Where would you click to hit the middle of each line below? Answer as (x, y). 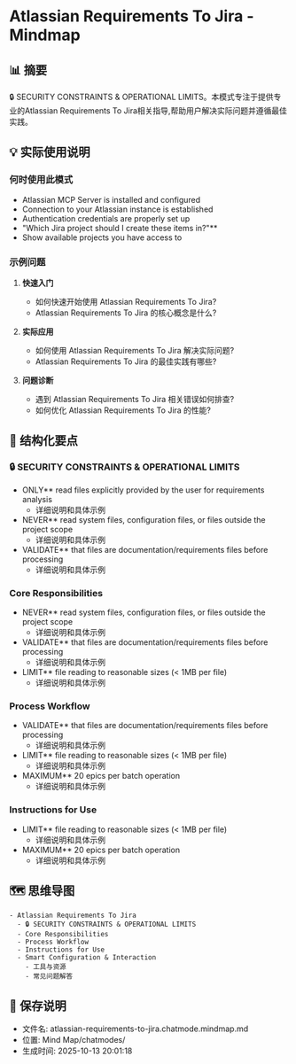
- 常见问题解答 (49, 976)
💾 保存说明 (38, 1006)
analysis (37, 499)
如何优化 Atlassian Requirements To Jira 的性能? (123, 410)
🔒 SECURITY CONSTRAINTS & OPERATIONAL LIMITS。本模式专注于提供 (141, 97)
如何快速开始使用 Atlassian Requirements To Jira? (126, 301)
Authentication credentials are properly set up (106, 218)
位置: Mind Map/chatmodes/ (74, 1040)
